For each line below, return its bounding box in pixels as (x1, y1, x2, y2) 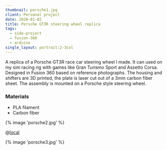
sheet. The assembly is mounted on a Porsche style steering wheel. (5, 80, 147, 86)
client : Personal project (5, 12, 60, 17)
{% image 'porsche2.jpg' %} (5, 119, 65, 125)
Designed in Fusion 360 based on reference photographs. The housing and (5, 69, 162, 76)
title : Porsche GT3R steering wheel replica (5, 21, 101, 27)
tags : (5, 26, 17, 31)
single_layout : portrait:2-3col (5, 45, 73, 50)
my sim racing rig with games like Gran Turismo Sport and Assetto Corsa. (5, 64, 158, 70)
